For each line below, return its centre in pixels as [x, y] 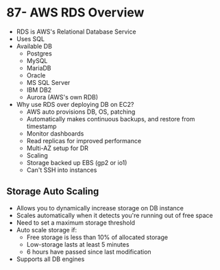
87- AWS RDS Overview [75, 13]
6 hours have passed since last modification [89, 251]
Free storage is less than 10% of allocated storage [97, 237]
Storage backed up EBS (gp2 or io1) [77, 162]
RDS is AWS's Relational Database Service [76, 32]
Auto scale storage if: [47, 230]
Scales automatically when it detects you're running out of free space [114, 215]
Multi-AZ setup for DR [57, 148]
